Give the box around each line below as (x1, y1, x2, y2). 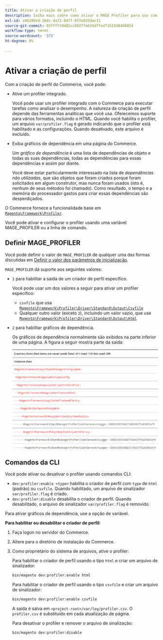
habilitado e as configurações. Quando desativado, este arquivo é (12, 126, 144, 132)
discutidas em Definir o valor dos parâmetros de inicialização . (5, 257, 129, 262)
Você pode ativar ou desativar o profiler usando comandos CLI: (5, 471, 132, 477)
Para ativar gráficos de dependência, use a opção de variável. (5, 511, 130, 517)
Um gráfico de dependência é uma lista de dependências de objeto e (12, 150, 151, 156)
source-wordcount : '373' (5, 34, 55, 38)
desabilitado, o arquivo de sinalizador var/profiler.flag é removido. (12, 501, 150, 507)
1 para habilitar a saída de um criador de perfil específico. (12, 276, 128, 281)
